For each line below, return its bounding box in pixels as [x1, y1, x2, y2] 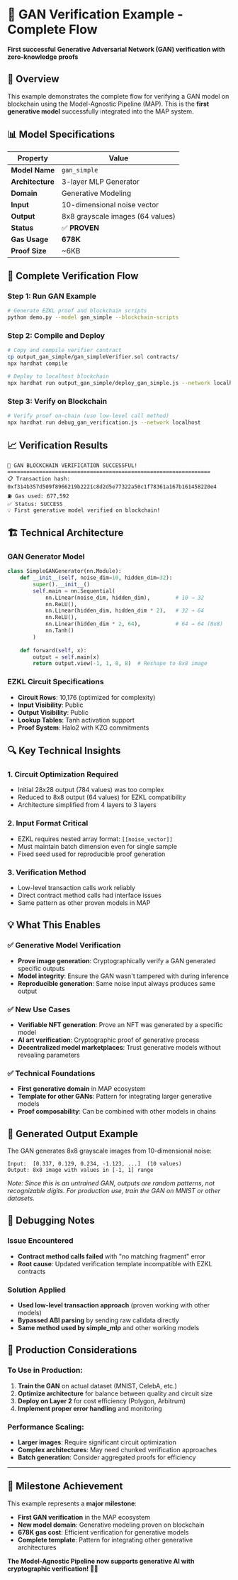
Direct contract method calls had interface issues [17, 891, 161, 899]
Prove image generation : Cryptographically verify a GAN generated [17, 956, 216, 965]
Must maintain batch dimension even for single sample [17, 842, 177, 850]
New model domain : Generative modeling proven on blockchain [17, 1520, 205, 1529]
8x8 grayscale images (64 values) [61, 211, 176, 221]
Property [17, 153, 48, 163]
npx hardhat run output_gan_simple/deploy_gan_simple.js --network [7, 379, 211, 386]
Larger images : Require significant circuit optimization [17, 1437, 177, 1447]
